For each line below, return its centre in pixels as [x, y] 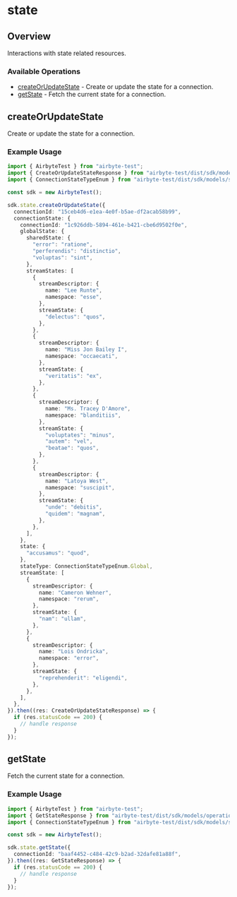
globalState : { [42, 232]
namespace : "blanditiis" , [83, 415]
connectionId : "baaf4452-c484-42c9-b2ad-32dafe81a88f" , [97, 854]
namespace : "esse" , [73, 297]
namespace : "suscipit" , [80, 487]
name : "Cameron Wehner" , [75, 593]
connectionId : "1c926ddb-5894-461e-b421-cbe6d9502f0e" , [104, 225]
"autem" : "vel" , [69, 441]
